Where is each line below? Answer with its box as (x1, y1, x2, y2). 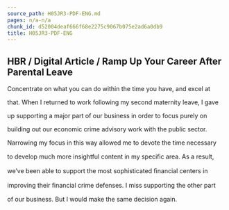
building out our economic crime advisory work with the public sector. (7, 125, 207, 134)
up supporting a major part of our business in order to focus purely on (7, 112, 207, 120)
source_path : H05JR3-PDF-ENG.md (7, 10, 101, 17)
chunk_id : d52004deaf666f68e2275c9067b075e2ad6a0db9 (7, 23, 163, 30)
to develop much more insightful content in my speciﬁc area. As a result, (7, 152, 214, 161)
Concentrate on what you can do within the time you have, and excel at (7, 85, 210, 93)
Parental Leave (7, 66, 73, 78)
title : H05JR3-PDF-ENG (7, 29, 73, 37)
